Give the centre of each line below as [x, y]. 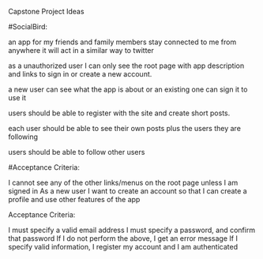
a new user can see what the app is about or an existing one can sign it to [128, 89]
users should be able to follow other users [77, 152]
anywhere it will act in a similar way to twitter [81, 50]
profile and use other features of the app [74, 199]
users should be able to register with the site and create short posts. [119, 113]
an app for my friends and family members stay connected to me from [122, 42]
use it [17, 98]
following [23, 137]
